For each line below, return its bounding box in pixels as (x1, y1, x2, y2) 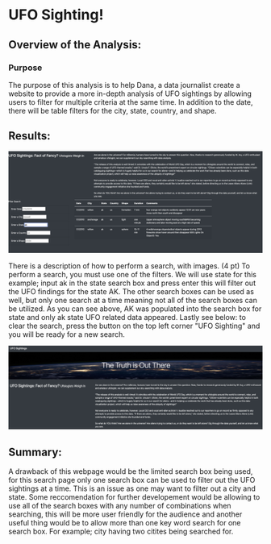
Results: (8, 129, 51, 143)
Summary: (8, 445, 62, 459)
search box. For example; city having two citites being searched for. (8, 526, 234, 537)
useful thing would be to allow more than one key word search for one (8, 518, 241, 528)
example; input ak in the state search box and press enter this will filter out (8, 278, 256, 288)
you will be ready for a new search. (8, 330, 125, 339)
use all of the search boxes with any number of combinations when (8, 501, 231, 511)
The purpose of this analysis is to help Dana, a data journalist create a (8, 80, 240, 89)
